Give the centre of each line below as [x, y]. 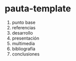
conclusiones [26, 54]
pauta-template [38, 9]
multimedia [23, 43]
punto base [23, 22]
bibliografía [23, 49]
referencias [24, 27]
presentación [25, 38]
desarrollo [22, 33]
